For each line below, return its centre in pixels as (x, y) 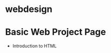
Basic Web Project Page (55, 32)
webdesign (29, 9)
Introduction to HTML (34, 46)
